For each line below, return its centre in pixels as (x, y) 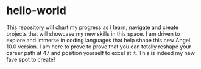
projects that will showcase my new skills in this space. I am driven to (93, 33)
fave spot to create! (31, 59)
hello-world (37, 11)
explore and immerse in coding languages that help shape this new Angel (98, 40)
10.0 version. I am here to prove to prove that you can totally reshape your (99, 47)
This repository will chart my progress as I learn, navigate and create (92, 27)
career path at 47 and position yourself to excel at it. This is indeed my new (100, 53)
